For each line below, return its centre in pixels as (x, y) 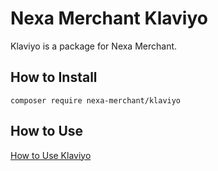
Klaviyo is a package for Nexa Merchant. (94, 46)
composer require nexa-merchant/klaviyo (96, 100)
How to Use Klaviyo (51, 155)
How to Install (54, 77)
